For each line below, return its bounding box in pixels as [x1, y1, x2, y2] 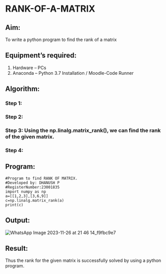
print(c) [5, 202, 24, 207]
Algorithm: [5, 84, 40, 94]
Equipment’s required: [5, 51, 77, 60]
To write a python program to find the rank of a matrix [5, 36, 117, 42]
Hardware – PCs [12, 64, 46, 71]
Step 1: [5, 100, 22, 107]
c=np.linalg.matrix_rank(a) [5, 198, 65, 203]
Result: [5, 244, 28, 253]
